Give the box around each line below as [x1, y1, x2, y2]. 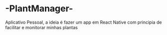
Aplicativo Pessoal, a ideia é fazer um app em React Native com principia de [5, 19, 162, 25]
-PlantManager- [5, 3, 73, 14]
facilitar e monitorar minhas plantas [5, 24, 78, 30]
